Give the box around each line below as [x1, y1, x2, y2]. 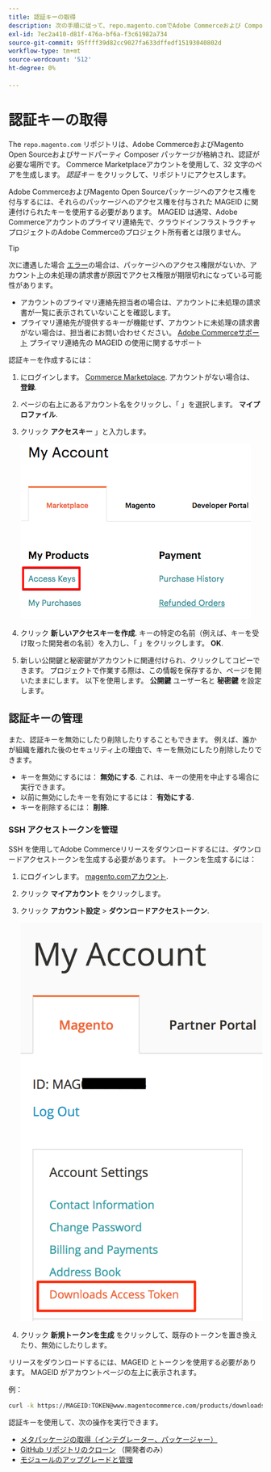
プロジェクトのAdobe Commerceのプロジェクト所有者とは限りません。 [8, 227, 246, 237]
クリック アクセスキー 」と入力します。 [19, 427, 151, 436]
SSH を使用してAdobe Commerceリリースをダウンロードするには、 [8, 844, 233, 854]
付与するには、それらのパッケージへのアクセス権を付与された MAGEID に [8, 196, 252, 206]
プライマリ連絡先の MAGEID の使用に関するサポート [29, 338, 203, 347]
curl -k [8, 1402, 35, 1410]
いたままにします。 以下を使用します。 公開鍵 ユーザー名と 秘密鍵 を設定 [19, 675, 262, 685]
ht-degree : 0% [8, 65, 56, 73]
